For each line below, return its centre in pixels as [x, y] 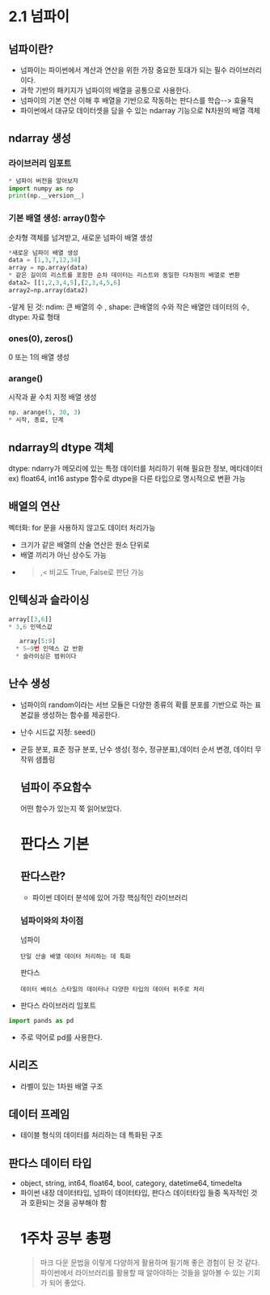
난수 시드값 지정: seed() [58, 732]
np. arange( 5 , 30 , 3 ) [45, 413]
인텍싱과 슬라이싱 [49, 600]
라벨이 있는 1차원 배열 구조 [61, 1086]
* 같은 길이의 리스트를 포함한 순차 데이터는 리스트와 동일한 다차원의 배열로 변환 [124, 275]
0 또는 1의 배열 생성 [39, 357]
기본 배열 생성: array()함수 [57, 218]
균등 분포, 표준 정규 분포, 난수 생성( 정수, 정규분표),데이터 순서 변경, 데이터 [136, 749]
